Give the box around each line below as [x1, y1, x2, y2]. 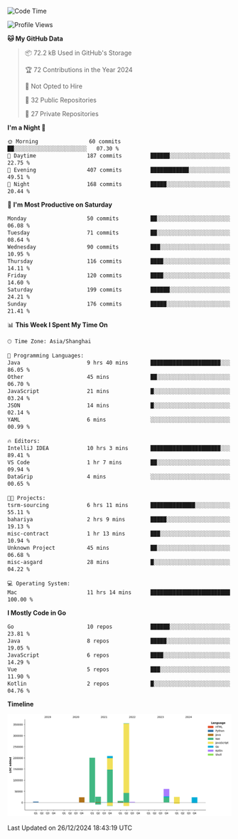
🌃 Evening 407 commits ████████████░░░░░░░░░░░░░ [7, 167, 231, 174]
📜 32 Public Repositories [24, 96, 97, 104]
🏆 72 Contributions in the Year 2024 [24, 66, 133, 74]
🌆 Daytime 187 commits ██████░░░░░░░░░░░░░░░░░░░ [7, 152, 231, 160]
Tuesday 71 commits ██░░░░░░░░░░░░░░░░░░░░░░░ [7, 229, 231, 236]
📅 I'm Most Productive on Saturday [7, 200, 112, 209]
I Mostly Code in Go [7, 609, 66, 617]
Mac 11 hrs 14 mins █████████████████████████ [7, 589, 231, 596]
